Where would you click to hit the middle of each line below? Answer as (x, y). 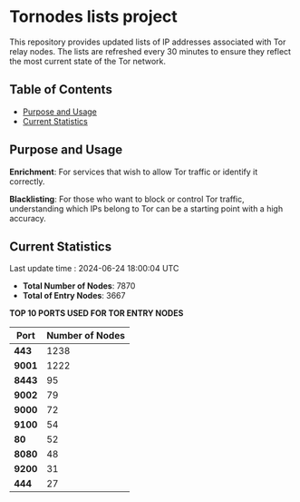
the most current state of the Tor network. (87, 61)
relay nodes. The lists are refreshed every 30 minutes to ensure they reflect (150, 51)
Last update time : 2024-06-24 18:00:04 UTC (94, 269)
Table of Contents (61, 89)
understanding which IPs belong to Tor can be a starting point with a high (146, 208)
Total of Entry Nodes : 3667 (74, 296)
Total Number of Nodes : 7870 (79, 286)
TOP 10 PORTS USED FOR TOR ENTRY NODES (97, 313)
